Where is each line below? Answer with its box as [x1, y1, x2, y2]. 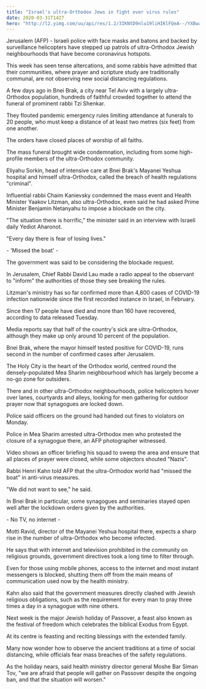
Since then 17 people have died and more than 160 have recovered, [6, 307, 177, 315]
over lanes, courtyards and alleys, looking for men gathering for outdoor [6, 394, 189, 401]
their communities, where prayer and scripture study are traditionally [6, 69, 180, 76]
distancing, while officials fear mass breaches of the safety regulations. [6, 651, 187, 658]
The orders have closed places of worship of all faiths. [6, 137, 144, 144]
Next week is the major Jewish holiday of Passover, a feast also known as [6, 614, 193, 622]
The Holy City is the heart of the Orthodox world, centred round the [6, 363, 177, 370]
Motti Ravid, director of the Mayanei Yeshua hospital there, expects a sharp [6, 528, 197, 535]
